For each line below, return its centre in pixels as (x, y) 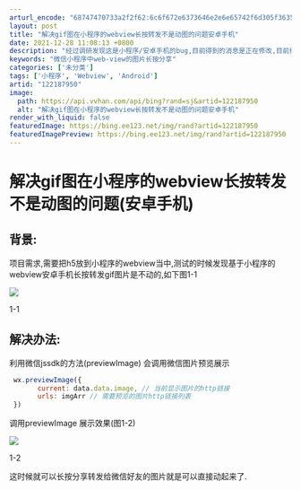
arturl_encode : (38, 17)
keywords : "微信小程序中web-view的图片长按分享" (93, 59)
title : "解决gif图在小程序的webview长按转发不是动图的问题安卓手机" (124, 34)
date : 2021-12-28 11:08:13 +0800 (72, 43)
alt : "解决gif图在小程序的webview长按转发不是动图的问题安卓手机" (128, 109)
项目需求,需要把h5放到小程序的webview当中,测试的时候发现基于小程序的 (142, 263)
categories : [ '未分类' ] (52, 68)
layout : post (34, 26)
